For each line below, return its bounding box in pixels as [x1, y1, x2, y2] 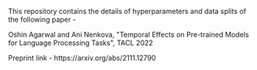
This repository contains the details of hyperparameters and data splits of [8, 7, 247, 16]
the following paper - [8, 15, 76, 24]
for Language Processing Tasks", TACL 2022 [8, 38, 153, 47]
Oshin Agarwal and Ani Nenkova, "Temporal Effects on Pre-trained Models [8, 30, 249, 39]
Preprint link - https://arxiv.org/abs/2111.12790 [8, 54, 156, 62]
